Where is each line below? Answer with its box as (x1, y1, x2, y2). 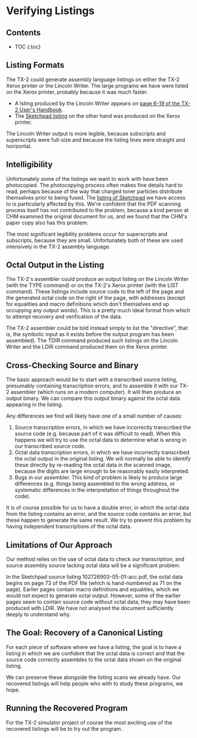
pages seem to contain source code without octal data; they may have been (6, 598, 190, 605)
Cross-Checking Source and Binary (6, 360, 139, 370)
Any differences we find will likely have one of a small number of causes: (6, 412, 183, 419)
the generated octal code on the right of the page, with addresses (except (6, 294, 185, 302)
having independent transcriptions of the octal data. (6, 523, 132, 530)
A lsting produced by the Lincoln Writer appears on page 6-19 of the (14, 100, 181, 107)
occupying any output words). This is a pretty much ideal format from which (6, 307, 191, 314)
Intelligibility (6, 160, 53, 170)
